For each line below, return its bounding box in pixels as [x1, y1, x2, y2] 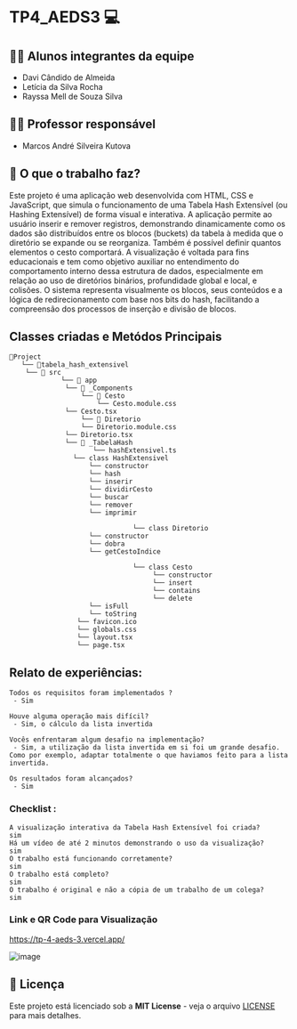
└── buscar [88, 493, 129, 502]
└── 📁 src [25, 369, 62, 377]
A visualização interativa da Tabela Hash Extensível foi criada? [9, 822, 261, 832]
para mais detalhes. [9, 1009, 82, 1020]
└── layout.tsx [76, 633, 133, 642]
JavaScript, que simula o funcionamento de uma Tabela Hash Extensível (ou [9, 199, 288, 210]
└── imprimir [88, 508, 138, 517]
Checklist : [9, 803, 57, 815]
